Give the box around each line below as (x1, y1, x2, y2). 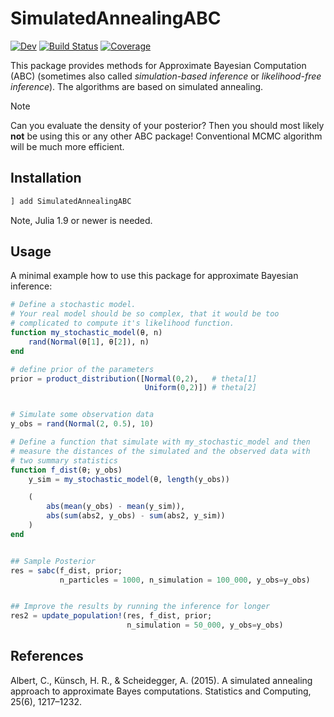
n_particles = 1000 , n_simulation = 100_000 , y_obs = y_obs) (59, 575, 311, 585)
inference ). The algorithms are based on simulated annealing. (10, 80, 264, 92)
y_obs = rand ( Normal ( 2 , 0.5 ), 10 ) (10, 419, 155, 429)
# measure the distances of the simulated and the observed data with (10, 446, 311, 456)
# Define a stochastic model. (10, 300, 137, 310)
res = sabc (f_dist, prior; (10, 565, 123, 576)
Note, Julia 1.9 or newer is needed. (10, 214, 153, 226)
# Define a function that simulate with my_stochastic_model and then (10, 437, 311, 447)
